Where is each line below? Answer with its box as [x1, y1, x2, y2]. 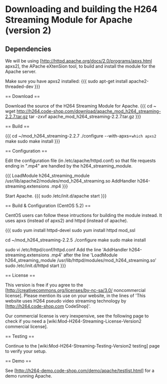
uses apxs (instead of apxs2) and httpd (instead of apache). [5, 217, 128, 223]
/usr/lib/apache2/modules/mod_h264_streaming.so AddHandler [5, 178, 137, 183]
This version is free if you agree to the [5, 282, 83, 288]
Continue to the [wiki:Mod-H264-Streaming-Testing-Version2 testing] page [5, 343, 160, 348]
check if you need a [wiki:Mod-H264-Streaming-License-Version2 [5, 318, 142, 324]
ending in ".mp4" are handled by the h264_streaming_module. [5, 163, 133, 168]
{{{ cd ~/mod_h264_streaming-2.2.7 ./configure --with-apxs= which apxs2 [5, 133, 157, 138]
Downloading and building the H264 [5, 3, 158, 15]
